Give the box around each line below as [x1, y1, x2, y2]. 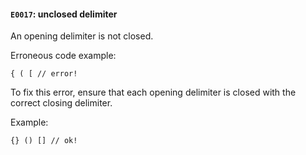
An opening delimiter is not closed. [10, 30, 154, 42]
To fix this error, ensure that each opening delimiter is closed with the [10, 86, 297, 99]
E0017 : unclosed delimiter [10, 8, 118, 20]
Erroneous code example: [10, 50, 117, 62]
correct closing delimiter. [10, 97, 113, 109]
